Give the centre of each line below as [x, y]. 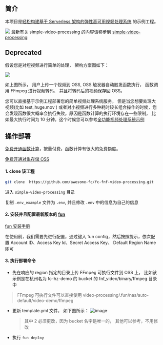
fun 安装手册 [18, 226]
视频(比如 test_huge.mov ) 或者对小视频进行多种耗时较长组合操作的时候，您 [81, 107]
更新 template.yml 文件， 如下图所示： [51, 310]
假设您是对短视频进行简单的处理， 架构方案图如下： [57, 65]
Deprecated [23, 53]
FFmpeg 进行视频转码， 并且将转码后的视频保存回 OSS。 [68, 91]
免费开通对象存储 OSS [27, 159]
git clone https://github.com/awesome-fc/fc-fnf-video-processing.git [79, 182]
